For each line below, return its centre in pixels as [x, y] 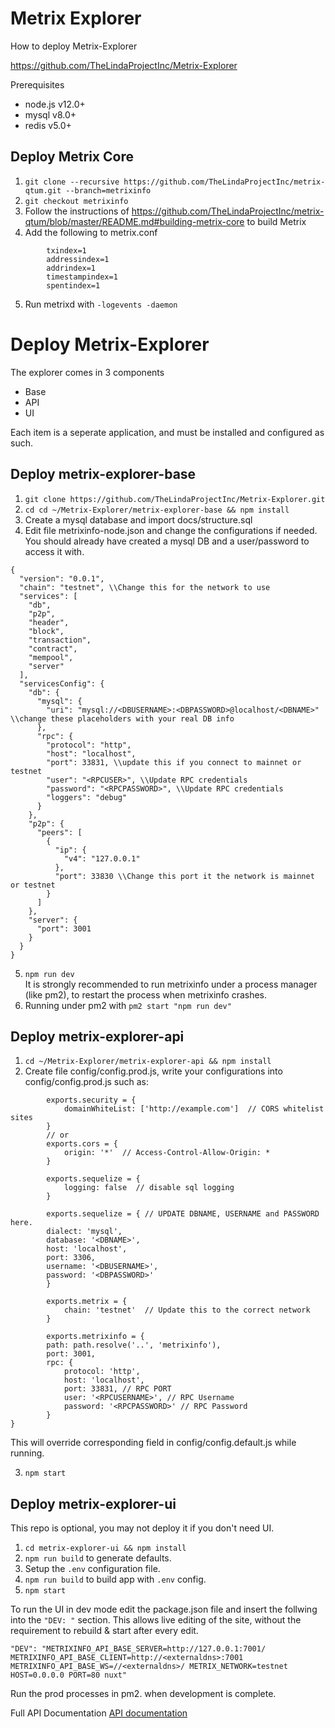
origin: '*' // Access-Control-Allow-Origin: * [167, 1153]
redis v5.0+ [48, 125]
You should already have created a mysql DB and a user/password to [167, 541]
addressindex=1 [78, 259]
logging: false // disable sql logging [149, 1188]
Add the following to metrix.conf [91, 232]
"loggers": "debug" [87, 797]
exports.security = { [91, 1100]
